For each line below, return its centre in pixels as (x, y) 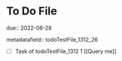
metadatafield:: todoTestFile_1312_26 (52, 39)
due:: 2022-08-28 (29, 28)
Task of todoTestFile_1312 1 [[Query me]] (66, 51)
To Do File (32, 11)
